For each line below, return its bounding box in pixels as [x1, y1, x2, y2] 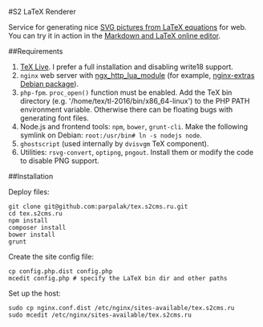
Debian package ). [19, 80, 79, 88]
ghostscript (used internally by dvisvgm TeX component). [19, 139, 209, 148]
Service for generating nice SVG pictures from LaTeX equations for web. [8, 22, 247, 31]
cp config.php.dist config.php [8, 268, 113, 276]
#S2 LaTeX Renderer [8, 7, 76, 16]
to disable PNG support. [19, 156, 100, 166]
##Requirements [8, 47, 63, 55]
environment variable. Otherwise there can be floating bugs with [19, 104, 233, 114]
